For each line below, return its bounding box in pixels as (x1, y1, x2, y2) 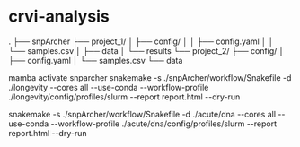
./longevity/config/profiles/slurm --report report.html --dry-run (8, 91, 241, 102)
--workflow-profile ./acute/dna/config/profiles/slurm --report (50, 118, 278, 129)
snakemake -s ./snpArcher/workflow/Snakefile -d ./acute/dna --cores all (8, 108, 276, 119)
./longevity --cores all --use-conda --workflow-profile (8, 82, 209, 92)
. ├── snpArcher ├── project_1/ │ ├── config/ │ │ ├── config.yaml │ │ (8, 36, 274, 47)
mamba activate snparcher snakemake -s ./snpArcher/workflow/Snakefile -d (8, 72, 292, 82)
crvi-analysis (8, 6, 110, 27)
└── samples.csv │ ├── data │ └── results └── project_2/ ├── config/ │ (8, 45, 285, 56)
